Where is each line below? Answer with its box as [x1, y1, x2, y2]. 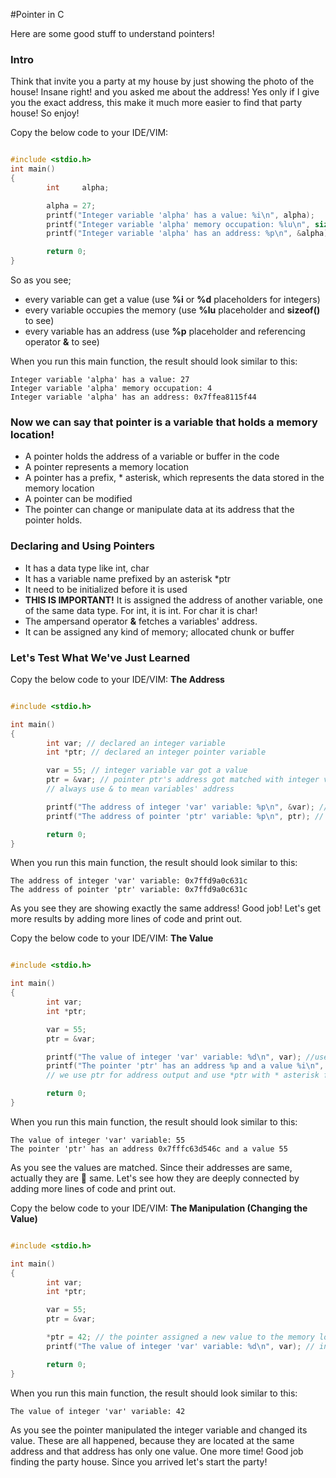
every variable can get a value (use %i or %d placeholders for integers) [24, 294, 321, 306]
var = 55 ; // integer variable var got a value [46, 765, 248, 776]
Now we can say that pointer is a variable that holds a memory [10, 415, 318, 429]
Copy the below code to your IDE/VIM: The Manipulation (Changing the [10, 1202, 308, 1214]
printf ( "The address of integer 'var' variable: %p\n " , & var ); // [46, 802, 329, 812]
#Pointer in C [10, 9, 65, 20]
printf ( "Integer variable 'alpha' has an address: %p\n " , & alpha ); [46, 229, 333, 239]
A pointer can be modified [24, 493, 133, 505]
